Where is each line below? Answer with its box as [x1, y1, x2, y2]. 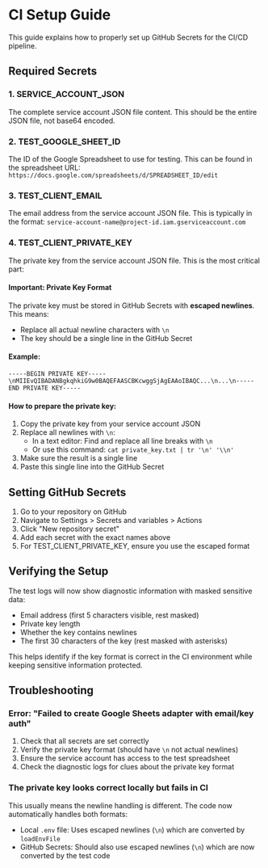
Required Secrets [8, 65, 98, 78]
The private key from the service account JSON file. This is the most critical [8, 255, 261, 265]
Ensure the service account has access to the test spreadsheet [19, 753, 230, 763]
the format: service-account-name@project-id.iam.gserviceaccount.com [8, 217, 246, 227]
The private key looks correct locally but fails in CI [8, 782, 208, 794]
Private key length [19, 618, 81, 628]
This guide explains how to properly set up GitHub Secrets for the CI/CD [8, 32, 249, 42]
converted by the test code [19, 850, 111, 860]
